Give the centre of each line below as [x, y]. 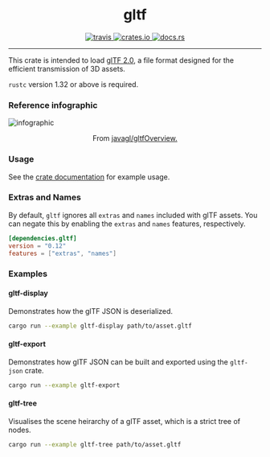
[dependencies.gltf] [43, 238]
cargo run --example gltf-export [64, 385]
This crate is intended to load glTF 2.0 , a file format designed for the [121, 60]
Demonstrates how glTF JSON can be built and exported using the [119, 362]
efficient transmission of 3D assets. [67, 68]
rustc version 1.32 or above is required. [74, 84]
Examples [28, 274]
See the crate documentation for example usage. [89, 177]
